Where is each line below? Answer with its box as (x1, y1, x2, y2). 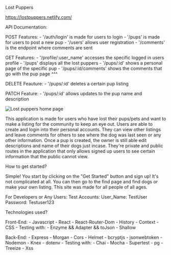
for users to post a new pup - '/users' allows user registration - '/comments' (5, 39, 165, 45)
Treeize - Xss (5, 245, 34, 251)
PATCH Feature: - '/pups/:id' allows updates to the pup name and (5, 91, 142, 96)
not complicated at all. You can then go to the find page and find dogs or (5, 179, 158, 185)
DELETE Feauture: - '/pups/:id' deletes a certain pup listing (5, 81, 129, 87)
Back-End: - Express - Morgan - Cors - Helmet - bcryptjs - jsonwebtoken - (5, 234, 162, 240)
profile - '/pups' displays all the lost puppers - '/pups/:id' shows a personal (5, 60, 163, 66)
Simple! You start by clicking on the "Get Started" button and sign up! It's (5, 173, 159, 179)
